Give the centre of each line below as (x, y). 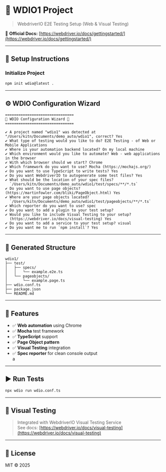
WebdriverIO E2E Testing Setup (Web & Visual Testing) (73, 24)
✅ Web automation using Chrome (47, 325)
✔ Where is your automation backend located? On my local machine (75, 150)
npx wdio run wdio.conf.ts (33, 390)
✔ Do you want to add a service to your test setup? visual (68, 223)
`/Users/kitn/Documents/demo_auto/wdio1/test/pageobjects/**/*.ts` (81, 202)
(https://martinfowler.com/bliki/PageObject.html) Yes (63, 193)
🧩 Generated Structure (41, 247)
